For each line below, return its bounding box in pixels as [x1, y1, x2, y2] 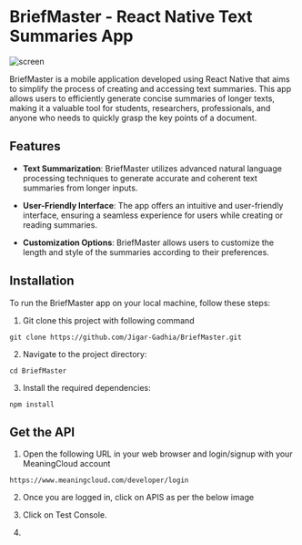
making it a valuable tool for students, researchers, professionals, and [9, 102, 271, 113]
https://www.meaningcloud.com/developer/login [9, 476, 189, 485]
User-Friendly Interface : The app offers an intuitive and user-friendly [22, 200, 284, 211]
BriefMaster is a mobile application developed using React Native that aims [9, 73, 290, 84]
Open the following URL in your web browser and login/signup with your [22, 448, 293, 459]
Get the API [9, 424, 75, 439]
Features [9, 139, 61, 154]
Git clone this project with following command [22, 314, 195, 325]
